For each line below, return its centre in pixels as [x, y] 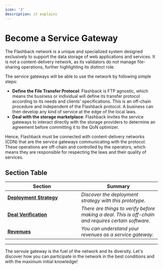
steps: [11, 82]
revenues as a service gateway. [117, 235]
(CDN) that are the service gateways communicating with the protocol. [76, 142]
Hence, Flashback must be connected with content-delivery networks [75, 137]
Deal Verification [27, 215]
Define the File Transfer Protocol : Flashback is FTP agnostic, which [80, 91]
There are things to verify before [118, 209]
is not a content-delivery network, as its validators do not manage [71, 62]
